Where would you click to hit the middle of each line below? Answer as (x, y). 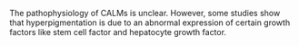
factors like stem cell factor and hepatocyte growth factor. (118, 32)
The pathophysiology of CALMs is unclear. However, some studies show (145, 13)
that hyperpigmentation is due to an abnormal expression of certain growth (150, 23)
